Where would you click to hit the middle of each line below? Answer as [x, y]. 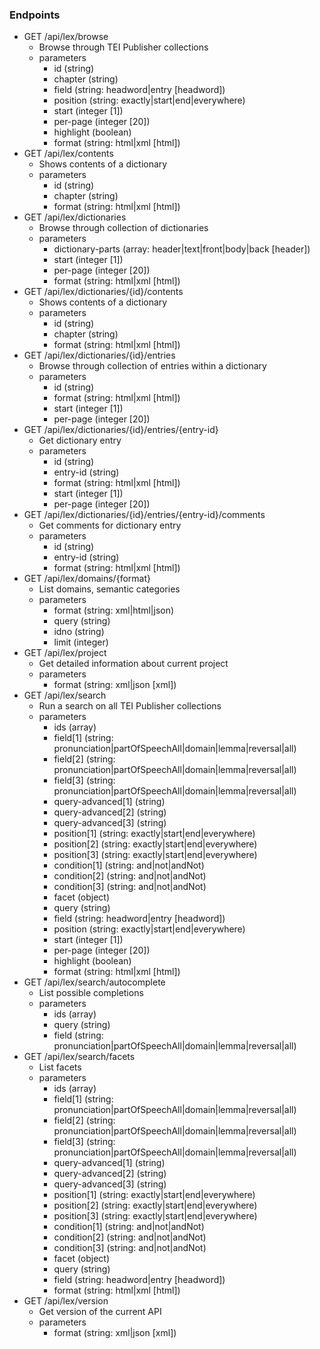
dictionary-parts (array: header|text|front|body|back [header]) [182, 249]
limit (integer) [81, 642]
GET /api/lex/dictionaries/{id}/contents [103, 292]
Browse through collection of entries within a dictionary [152, 366]
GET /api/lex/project [65, 653]
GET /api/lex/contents [68, 154]
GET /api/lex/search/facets [79, 1057]
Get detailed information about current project [133, 664]
